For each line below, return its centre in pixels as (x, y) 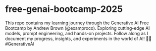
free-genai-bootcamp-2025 (64, 9)
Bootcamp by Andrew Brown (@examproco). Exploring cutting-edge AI (78, 28)
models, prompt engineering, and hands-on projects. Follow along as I (77, 33)
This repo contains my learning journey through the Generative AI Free (77, 23)
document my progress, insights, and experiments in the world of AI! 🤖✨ (78, 39)
